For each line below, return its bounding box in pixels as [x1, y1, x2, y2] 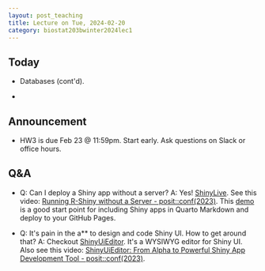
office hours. [19, 144, 62, 153]
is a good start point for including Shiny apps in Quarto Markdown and [19, 205, 249, 214]
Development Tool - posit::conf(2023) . [19, 254, 146, 263]
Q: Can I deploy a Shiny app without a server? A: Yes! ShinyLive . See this [19, 187, 257, 198]
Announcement [8, 115, 87, 128]
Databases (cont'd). [19, 77, 85, 86]
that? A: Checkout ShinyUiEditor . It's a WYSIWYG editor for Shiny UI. [19, 236, 243, 246]
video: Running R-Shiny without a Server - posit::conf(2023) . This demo [19, 196, 255, 205]
